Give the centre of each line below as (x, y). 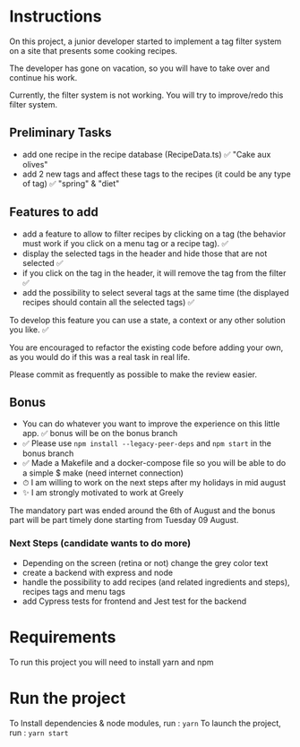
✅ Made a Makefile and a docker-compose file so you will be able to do (154, 463)
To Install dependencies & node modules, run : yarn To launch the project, (145, 723)
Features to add (54, 212)
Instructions (56, 17)
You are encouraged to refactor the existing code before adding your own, (146, 348)
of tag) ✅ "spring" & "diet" (71, 183)
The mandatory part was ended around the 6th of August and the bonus (142, 511)
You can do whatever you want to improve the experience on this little (151, 424)
